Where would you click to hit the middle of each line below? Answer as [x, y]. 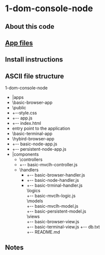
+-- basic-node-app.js [35, 144]
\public [19, 108]
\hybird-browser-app [33, 139]
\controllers [31, 159]
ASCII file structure [35, 76]
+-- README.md [43, 232]
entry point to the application [41, 128]
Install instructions [34, 60]
